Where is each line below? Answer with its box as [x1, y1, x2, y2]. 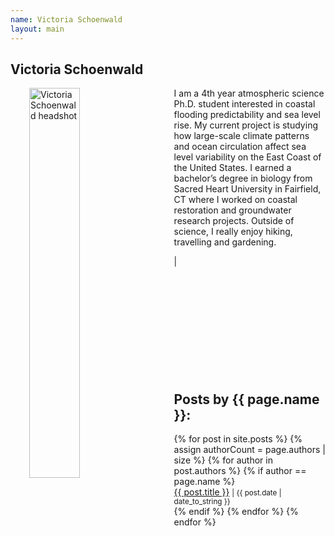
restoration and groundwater [173, 204, 292, 216]
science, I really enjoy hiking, [173, 226, 293, 238]
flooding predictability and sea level [173, 109, 321, 121]
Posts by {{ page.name [173, 391, 320, 408]
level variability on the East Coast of [173, 151, 322, 163]
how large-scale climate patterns [173, 130, 310, 142]
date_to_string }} [173, 497, 231, 507]
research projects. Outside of [173, 215, 295, 227]
